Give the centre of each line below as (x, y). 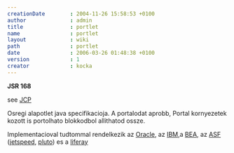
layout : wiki (48, 40)
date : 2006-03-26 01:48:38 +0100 (81, 53)
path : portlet (53, 46)
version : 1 (43, 60)
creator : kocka (50, 66)
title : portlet (53, 27)
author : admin (50, 20)
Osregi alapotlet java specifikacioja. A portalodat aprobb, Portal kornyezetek (117, 113)
